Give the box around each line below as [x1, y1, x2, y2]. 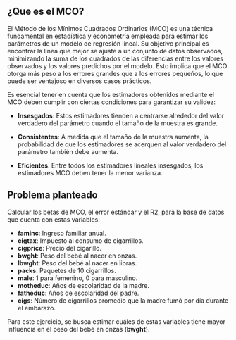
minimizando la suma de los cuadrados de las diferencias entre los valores [7, 54, 224, 63]
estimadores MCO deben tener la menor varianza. [17, 168, 163, 177]
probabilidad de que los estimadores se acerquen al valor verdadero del [17, 140, 227, 149]
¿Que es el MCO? [7, 6, 85, 18]
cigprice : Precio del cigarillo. [17, 244, 102, 252]
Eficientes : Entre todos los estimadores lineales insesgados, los [17, 161, 204, 170]
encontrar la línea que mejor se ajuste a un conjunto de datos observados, [7, 46, 223, 55]
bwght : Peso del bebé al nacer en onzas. [17, 251, 137, 260]
